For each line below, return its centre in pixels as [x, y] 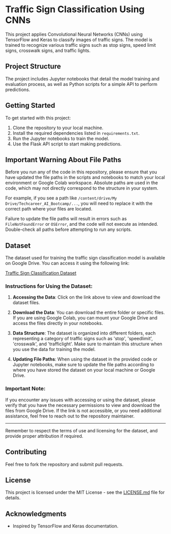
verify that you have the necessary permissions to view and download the [83, 405]
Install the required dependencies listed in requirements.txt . [76, 133]
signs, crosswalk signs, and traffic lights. [48, 50]
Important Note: [25, 389]
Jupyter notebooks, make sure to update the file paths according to [83, 365]
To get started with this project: [38, 117]
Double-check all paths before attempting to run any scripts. [69, 229]
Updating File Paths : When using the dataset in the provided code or [85, 359]
